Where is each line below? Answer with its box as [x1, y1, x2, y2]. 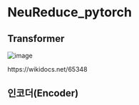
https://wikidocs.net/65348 [7, 65, 88, 73]
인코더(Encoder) [7, 87, 79, 99]
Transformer [7, 33, 65, 45]
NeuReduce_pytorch [7, 4, 132, 21]
